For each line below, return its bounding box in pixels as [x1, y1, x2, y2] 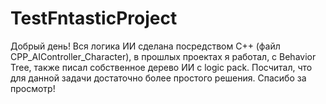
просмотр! [10, 82, 56, 94]
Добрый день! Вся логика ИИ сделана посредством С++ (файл [10, 40, 281, 52]
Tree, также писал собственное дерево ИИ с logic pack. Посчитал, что [10, 61, 313, 73]
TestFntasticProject [10, 7, 178, 30]
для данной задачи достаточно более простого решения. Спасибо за [10, 72, 307, 84]
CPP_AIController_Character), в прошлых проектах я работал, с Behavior [10, 50, 317, 62]
